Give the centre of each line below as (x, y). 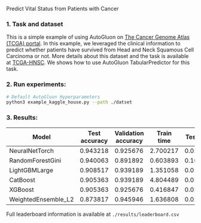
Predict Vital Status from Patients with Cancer (63, 9)
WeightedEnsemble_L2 (42, 199)
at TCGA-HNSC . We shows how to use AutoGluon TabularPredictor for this (98, 63)
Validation (129, 133)
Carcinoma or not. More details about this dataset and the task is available (98, 56)
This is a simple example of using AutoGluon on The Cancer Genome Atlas (98, 37)
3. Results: (22, 118)
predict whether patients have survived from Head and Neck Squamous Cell (100, 50)
